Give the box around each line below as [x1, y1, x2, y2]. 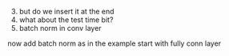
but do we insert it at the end [18, 7, 114, 16]
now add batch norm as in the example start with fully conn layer [7, 39, 222, 48]
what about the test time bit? [18, 15, 114, 24]
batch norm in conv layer [18, 24, 102, 32]
